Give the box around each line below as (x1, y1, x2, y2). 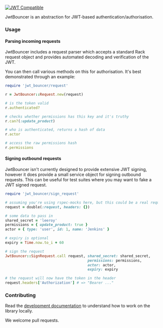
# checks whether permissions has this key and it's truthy (5, 114, 130, 119)
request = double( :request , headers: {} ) (5, 205, 90, 209)
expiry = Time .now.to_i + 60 (5, 241, 64, 245)
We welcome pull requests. (5, 317, 59, 323)
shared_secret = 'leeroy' (5, 218, 57, 223)
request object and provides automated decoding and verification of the (5, 54, 149, 60)
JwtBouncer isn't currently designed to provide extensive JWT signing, (5, 167, 147, 173)
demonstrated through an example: (5, 74, 76, 80)
